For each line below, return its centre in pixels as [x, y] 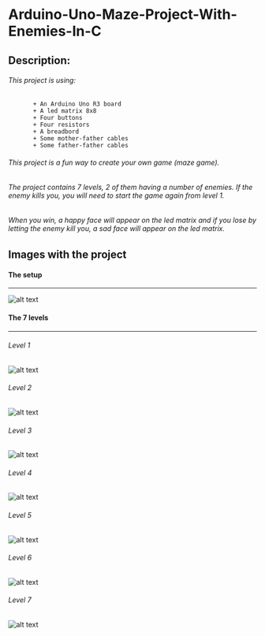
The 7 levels [28, 318]
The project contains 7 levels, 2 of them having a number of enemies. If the [131, 187]
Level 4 [20, 472]
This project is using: [42, 80]
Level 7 [20, 600]
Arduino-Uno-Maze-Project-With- [123, 15]
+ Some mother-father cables [80, 138]
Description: [39, 60]
